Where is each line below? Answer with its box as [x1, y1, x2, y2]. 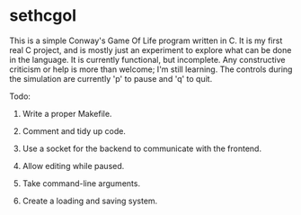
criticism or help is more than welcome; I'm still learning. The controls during [9, 64, 293, 75]
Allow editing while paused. [22, 160, 125, 171]
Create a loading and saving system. [22, 195, 158, 206]
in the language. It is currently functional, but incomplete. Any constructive [9, 54, 286, 65]
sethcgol [9, 5, 77, 26]
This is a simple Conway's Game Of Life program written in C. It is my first [9, 35, 283, 46]
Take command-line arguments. [22, 177, 141, 189]
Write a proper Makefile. [22, 108, 112, 119]
